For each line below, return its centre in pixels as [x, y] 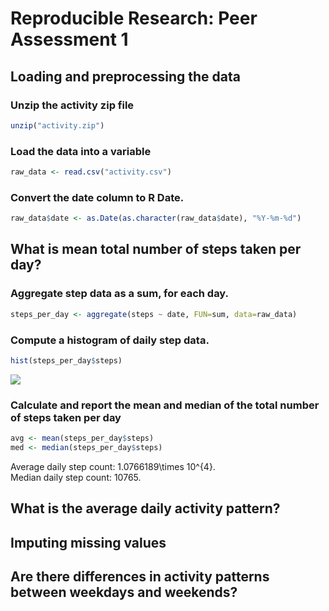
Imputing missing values [88, 542]
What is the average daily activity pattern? [145, 508]
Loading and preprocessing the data [125, 76]
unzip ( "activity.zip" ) [57, 125]
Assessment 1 [69, 39]
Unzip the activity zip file [72, 105]
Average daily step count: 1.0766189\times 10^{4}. [113, 466]
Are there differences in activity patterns [140, 577]
